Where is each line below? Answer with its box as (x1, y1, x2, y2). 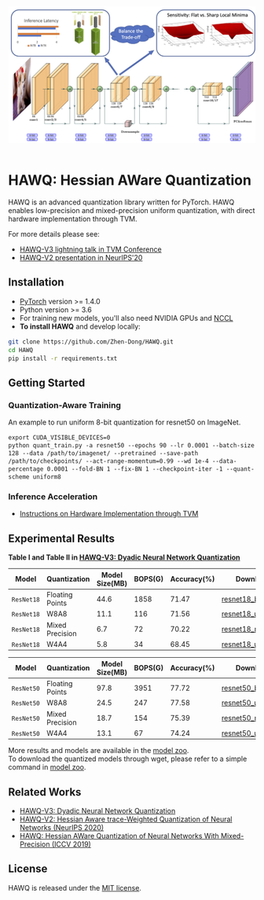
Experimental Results (8, 531, 115, 545)
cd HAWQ (8, 346, 34, 354)
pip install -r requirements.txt (8, 354, 118, 362)
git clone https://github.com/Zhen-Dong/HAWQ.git (8, 337, 174, 346)
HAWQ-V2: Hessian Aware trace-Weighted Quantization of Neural (19, 814, 233, 824)
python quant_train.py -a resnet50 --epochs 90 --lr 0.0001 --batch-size (8, 442, 255, 450)
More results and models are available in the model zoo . (8, 746, 189, 755)
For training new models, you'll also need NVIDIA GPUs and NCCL (19, 313, 233, 322)
